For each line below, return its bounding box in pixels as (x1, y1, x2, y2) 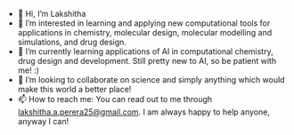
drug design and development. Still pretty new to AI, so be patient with (17, 56, 277, 66)
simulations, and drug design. (17, 36, 127, 47)
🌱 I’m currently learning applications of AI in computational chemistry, (17, 46, 274, 57)
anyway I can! (17, 116, 69, 126)
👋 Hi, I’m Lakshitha (17, 9, 86, 19)
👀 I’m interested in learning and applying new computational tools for (17, 18, 271, 28)
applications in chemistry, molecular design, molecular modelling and (17, 28, 273, 37)
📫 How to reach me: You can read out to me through (17, 94, 213, 104)
